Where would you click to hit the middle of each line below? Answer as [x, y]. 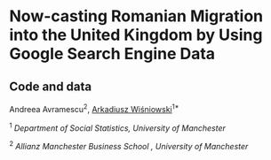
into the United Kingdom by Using [136, 35]
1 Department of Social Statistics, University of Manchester [118, 127]
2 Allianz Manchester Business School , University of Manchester [129, 145]
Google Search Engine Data [112, 54]
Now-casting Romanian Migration [136, 16]
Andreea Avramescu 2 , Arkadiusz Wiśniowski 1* [94, 108]
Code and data [51, 86]
